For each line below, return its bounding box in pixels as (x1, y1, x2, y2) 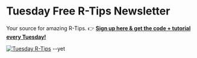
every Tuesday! (6, 33, 46, 40)
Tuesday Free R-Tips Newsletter (6, 4, 170, 18)
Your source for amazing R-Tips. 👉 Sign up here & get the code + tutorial (6, 24, 191, 31)
